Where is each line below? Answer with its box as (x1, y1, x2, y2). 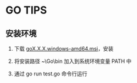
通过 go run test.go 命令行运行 (14, 70, 88, 77)
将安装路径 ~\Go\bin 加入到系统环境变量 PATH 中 (14, 58, 132, 65)
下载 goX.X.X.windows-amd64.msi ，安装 (14, 45, 114, 52)
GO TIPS (5, 4, 48, 17)
